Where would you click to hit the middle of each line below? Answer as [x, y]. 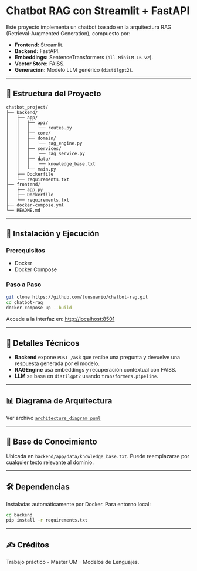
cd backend [19, 515]
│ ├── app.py [25, 189]
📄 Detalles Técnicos [43, 343]
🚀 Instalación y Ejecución [53, 234]
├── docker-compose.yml [35, 205]
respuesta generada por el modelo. [57, 363]
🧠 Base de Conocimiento [52, 442]
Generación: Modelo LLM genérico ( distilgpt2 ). [74, 69]
